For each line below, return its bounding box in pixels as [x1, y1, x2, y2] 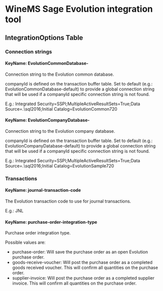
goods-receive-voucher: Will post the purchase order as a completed [12, 260, 153, 265]
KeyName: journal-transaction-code [5, 187, 81, 193]
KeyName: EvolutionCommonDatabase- [5, 60, 89, 66]
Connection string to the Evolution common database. [5, 71, 114, 77]
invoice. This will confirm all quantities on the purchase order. [12, 280, 136, 286]
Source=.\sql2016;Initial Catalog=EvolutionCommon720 [5, 106, 118, 112]
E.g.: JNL [5, 208, 24, 214]
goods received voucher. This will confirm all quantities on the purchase [12, 264, 158, 271]
